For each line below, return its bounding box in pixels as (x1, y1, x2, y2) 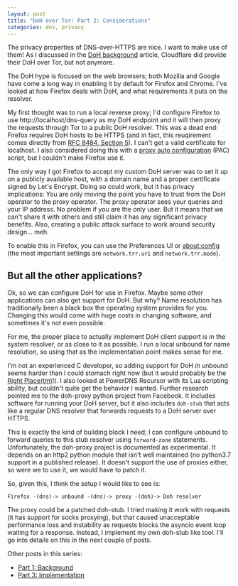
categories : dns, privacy (7, 23, 84, 31)
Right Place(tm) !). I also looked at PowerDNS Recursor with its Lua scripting (7, 376, 229, 385)
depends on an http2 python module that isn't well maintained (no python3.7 (7, 450, 232, 459)
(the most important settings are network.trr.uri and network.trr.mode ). (7, 249, 220, 258)
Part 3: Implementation (17, 571, 85, 580)
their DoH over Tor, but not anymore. (7, 58, 115, 67)
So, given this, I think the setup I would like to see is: (7, 479, 161, 488)
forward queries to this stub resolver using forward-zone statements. (7, 435, 208, 444)
